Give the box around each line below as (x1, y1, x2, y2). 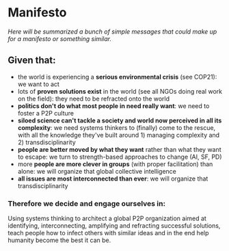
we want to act (17, 80, 60, 88)
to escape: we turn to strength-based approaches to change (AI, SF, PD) (17, 153, 222, 161)
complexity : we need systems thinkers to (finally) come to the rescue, (17, 123, 216, 131)
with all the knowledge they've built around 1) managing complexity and (17, 131, 220, 139)
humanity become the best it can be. (8, 236, 111, 244)
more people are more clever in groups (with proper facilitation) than (17, 159, 213, 168)
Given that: (8, 55, 56, 66)
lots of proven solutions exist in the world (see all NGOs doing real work (17, 87, 223, 95)
